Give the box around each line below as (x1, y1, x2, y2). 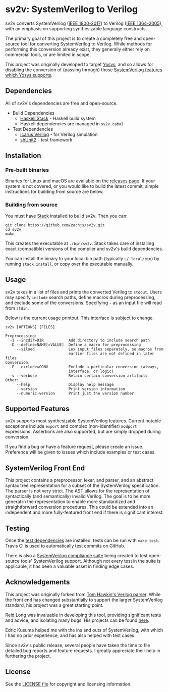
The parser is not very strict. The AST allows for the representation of (5, 488, 150, 494)
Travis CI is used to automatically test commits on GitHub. (5, 542, 126, 549)
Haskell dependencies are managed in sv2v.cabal (20, 120, 124, 127)
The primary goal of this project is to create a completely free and (5, 35, 142, 41)
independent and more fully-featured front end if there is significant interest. (5, 509, 164, 516)
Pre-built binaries (5, 167, 49, 174)
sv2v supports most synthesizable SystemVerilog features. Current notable (5, 418, 161, 424)
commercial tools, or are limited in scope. (5, 52, 91, 58)
